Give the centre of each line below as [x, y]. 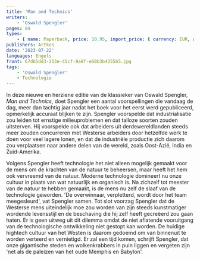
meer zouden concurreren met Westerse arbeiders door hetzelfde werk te [97, 133]
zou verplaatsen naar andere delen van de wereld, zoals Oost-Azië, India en [99, 146]
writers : [17, 17]
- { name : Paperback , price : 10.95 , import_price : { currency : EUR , [104, 39]
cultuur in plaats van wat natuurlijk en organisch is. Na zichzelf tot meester [98, 183]
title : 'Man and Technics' [40, 12]
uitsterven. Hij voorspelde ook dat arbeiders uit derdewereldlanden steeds [97, 127]
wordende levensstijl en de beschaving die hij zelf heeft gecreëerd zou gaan [100, 214]
